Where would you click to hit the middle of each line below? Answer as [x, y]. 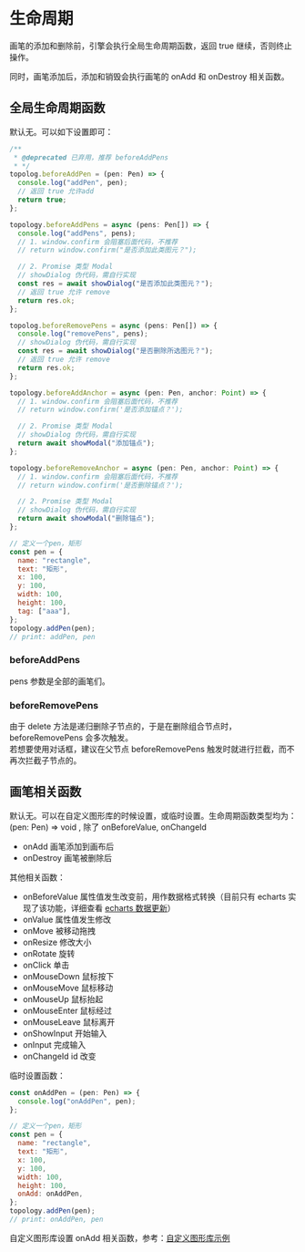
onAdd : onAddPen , [51, 1194]
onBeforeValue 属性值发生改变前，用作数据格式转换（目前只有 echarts [154, 896]
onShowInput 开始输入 [65, 1033]
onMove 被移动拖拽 [59, 930]
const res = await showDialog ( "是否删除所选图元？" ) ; [116, 351]
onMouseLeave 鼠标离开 [69, 1021]
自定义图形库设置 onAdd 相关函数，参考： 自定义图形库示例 [120, 1237]
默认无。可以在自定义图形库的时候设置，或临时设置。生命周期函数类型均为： [153, 815]
